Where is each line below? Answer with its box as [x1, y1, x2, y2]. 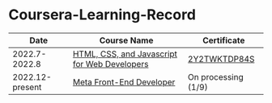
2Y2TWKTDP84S [187, 53, 255, 64]
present [12, 81, 42, 93]
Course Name [99, 35, 154, 46]
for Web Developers [72, 58, 149, 69]
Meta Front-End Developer [72, 76, 176, 88]
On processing [187, 71, 244, 82]
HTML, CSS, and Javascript [72, 48, 178, 60]
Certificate [202, 35, 245, 46]
